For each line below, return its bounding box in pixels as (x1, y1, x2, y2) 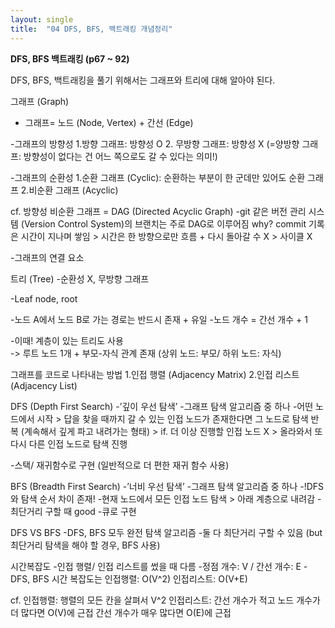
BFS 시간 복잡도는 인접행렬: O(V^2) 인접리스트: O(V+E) (32, 572, 248, 585)
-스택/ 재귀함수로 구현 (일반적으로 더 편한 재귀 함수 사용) (10, 459, 230, 471)
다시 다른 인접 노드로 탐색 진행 (10, 437, 128, 450)
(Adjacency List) (10, 379, 78, 391)
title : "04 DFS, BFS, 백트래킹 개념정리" (10, 24, 173, 34)
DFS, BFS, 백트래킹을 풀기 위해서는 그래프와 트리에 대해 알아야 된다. (10, 74, 276, 86)
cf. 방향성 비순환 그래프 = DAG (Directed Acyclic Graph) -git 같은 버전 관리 (10, 205, 307, 217)
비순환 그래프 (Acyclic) (28, 184, 119, 196)
